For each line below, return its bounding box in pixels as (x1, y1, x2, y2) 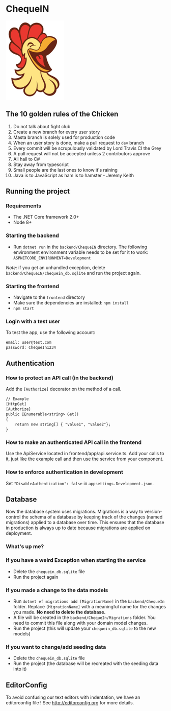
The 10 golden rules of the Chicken (6, 110, 119, 118)
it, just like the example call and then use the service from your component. (6, 456, 164, 462)
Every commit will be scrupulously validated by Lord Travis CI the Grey (13, 145, 162, 151)
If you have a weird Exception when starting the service (6, 557, 146, 564)
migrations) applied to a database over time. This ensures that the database (6, 519, 164, 526)
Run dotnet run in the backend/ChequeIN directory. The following (13, 244, 147, 250)
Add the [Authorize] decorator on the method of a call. (6, 386, 122, 392)
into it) (13, 666, 27, 672)
